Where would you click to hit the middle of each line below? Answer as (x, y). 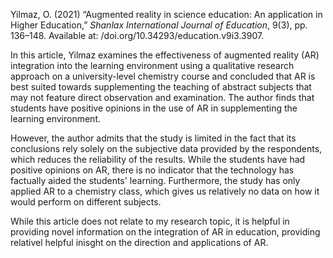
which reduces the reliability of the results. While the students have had (158, 159)
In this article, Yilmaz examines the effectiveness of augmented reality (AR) (165, 55)
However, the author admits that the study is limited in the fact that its (153, 138)
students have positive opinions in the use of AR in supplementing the (154, 108)
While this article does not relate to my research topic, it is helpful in (150, 221)
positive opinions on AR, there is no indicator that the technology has (152, 170)
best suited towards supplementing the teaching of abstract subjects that (161, 87)
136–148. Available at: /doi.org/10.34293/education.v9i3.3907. (137, 35)
